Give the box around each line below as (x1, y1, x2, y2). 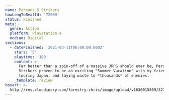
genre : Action (10, 26, 39, 31)
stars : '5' (14, 49, 37, 55)
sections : (5, 40, 26, 45)
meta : (5, 21, 17, 27)
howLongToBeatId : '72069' (5, 12, 59, 17)
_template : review (14, 78, 53, 83)
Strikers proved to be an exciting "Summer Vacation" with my (18, 69, 152, 74)
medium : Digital (10, 36, 44, 41)
